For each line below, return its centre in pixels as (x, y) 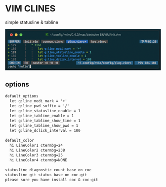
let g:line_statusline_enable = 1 (45, 111)
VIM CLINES (30, 9)
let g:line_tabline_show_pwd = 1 (44, 126)
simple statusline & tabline (32, 22)
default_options (22, 96)
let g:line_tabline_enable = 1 (42, 116)
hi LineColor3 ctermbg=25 (36, 156)
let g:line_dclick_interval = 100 (45, 131)
